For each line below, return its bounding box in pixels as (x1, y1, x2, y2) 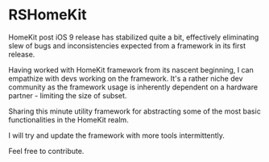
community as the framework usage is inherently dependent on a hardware (8, 82, 259, 92)
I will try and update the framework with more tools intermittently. (8, 131, 226, 140)
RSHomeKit (8, 6, 87, 24)
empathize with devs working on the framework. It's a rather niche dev (8, 73, 243, 83)
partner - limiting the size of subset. (8, 90, 127, 100)
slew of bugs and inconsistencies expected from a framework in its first (8, 40, 246, 50)
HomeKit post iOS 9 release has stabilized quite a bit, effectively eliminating (8, 32, 259, 42)
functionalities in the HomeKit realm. (8, 114, 129, 124)
